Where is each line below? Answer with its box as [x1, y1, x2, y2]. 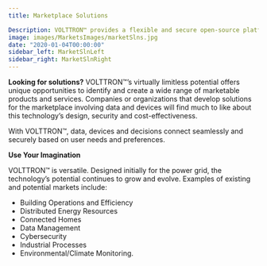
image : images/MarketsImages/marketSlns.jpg [8, 33, 158, 41]
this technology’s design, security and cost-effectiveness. [8, 111, 198, 120]
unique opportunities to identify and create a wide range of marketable [8, 86, 240, 95]
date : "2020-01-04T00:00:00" [8, 40, 105, 48]
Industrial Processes [19, 240, 87, 249]
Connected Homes [19, 215, 82, 224]
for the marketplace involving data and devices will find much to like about [8, 102, 252, 112]
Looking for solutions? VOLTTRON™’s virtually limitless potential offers [8, 77, 240, 87]
